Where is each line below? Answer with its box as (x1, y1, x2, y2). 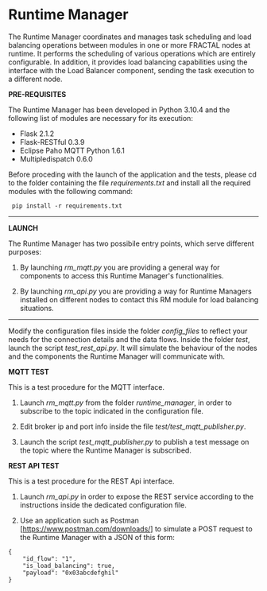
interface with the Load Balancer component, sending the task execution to (8, 65, 254, 75)
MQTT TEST (8, 367, 49, 376)
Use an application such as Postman (19, 515, 139, 525)
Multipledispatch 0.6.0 (19, 154, 93, 164)
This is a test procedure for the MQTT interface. (8, 382, 165, 391)
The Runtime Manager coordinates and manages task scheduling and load (8, 32, 252, 41)
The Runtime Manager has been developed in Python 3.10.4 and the (8, 105, 230, 115)
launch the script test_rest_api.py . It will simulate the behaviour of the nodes (8, 343, 258, 352)
